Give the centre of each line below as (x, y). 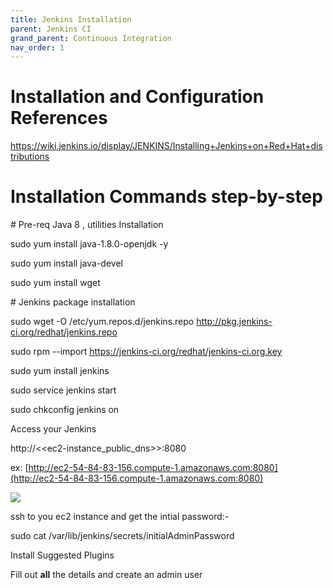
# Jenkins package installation (73, 302)
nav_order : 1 (37, 47)
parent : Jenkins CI (51, 29)
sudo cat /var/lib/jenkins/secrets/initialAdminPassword (122, 536)
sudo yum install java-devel (66, 263)
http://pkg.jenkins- (234, 322)
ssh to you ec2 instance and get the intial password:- (120, 517)
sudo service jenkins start (63, 390)
